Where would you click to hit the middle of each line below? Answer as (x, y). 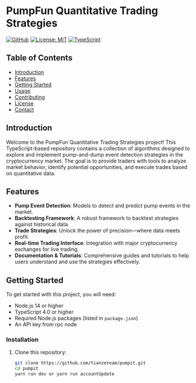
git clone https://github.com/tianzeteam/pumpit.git (80, 363)
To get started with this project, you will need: (61, 294)
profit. (22, 237)
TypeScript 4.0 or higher (44, 312)
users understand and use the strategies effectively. (77, 262)
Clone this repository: (40, 353)
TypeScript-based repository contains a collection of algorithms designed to (98, 148)
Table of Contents (39, 58)
